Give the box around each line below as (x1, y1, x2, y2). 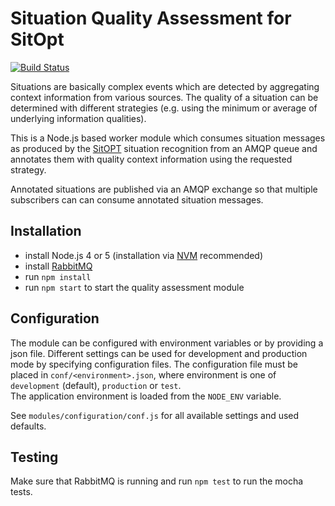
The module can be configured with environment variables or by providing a (10, 337, 324, 349)
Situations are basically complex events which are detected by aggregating (10, 80, 320, 92)
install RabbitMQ (24, 260, 93, 272)
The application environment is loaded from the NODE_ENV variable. (10, 390, 282, 402)
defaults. (10, 420, 47, 432)
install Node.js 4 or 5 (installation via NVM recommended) (24, 249, 264, 261)
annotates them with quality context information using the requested (10, 153, 293, 165)
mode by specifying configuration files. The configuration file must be (10, 358, 298, 370)
